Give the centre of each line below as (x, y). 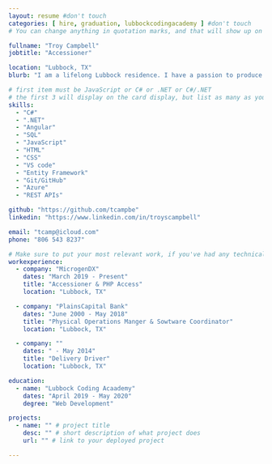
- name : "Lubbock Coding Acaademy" (76, 388)
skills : (21, 105)
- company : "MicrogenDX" (57, 269)
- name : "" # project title (63, 426)
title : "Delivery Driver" (67, 359)
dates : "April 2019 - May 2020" (77, 396)
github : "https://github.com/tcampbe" (74, 210)
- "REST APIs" (39, 195)
